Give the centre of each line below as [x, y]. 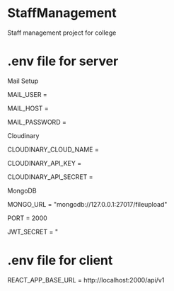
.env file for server [63, 61]
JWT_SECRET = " [33, 232]
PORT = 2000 [27, 218]
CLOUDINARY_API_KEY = [45, 163]
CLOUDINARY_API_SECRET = [50, 177]
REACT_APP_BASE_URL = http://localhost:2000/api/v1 [86, 280]
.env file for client [60, 261]
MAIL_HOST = [28, 108]
